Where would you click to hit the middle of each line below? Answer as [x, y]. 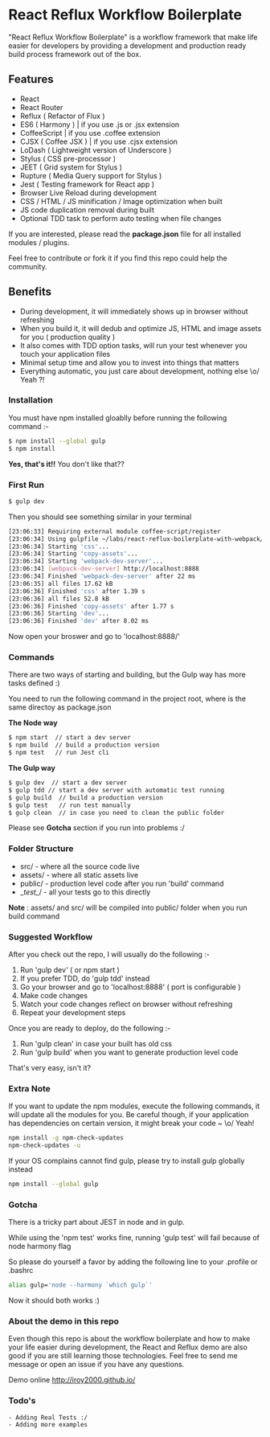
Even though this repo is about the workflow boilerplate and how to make [129, 1339]
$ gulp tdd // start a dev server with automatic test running [117, 790]
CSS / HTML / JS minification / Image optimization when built [121, 201]
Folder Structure [41, 849]
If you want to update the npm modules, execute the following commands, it [134, 1106]
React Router [41, 107]
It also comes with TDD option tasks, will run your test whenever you [133, 345]
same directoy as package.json [60, 707]
